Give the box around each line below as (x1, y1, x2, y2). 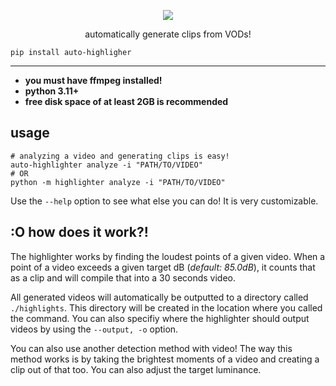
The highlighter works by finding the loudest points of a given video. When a (10, 250, 326, 262)
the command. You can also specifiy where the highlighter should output (10, 312, 310, 324)
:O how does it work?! (10, 224, 149, 241)
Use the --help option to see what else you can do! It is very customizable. (10, 195, 319, 207)
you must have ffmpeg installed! (24, 75, 163, 86)
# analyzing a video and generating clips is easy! (10, 151, 230, 161)
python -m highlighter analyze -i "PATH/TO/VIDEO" (10, 177, 226, 187)
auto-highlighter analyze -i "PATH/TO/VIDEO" (10, 160, 203, 170)
